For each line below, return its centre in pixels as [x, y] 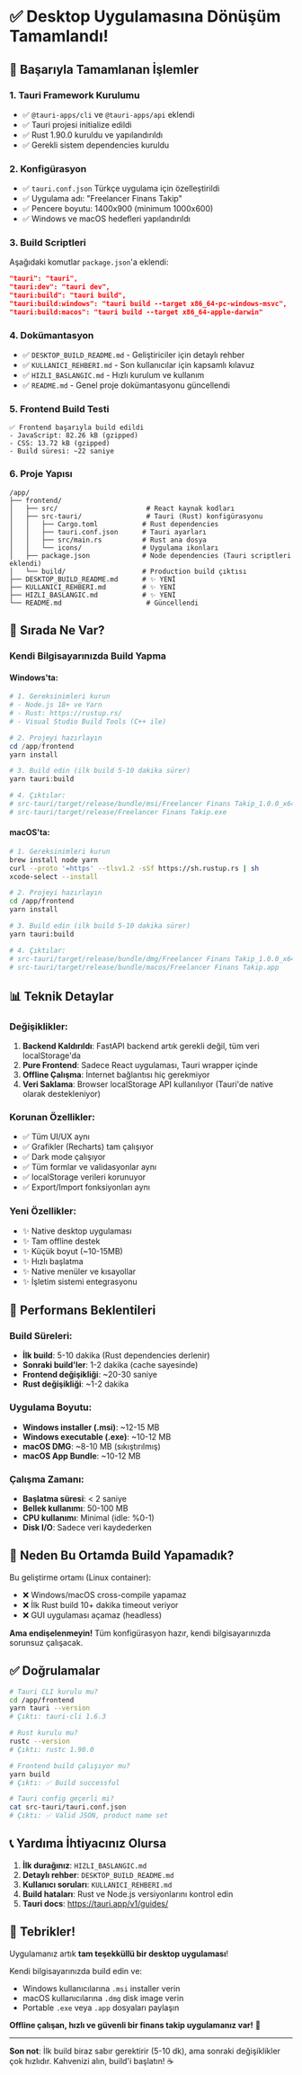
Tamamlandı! [59, 36]
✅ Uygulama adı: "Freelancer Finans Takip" [102, 199]
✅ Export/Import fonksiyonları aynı [86, 1187]
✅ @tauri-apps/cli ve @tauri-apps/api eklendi [108, 114]
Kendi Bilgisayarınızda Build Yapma [88, 656]
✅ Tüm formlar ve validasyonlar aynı [89, 1167]
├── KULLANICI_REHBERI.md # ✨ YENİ [93, 587]
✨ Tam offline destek [61, 1241]
